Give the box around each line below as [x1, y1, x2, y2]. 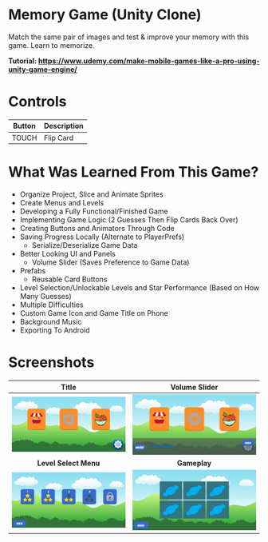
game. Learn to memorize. [8, 40, 95, 50]
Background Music [19, 317, 82, 327]
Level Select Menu [37, 458, 100, 468]
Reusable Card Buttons [31, 274, 108, 285]
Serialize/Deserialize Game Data [31, 241, 138, 250]
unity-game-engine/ [8, 64, 77, 74]
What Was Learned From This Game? [8, 163, 259, 181]
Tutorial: [8, 56, 37, 66]
